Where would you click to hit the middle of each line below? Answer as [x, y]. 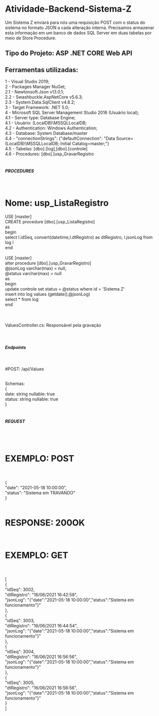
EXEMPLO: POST [40, 458]
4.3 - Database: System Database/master [46, 133]
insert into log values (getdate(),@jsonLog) [48, 294]
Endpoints [16, 347]
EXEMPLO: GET [37, 555]
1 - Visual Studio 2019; [27, 82]
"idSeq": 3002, [20, 589]
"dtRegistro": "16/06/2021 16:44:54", [41, 625]
